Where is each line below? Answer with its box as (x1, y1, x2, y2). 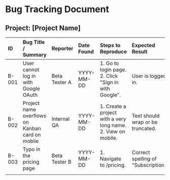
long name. (100, 122, 126, 128)
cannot (22, 66, 39, 73)
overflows (22, 112, 47, 119)
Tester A (51, 79, 72, 85)
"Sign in (100, 79, 119, 85)
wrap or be (132, 119, 158, 125)
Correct (132, 149, 150, 156)
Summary (22, 52, 47, 58)
